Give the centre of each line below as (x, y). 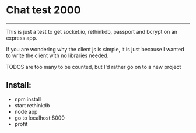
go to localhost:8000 (40, 118)
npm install (28, 99)
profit (21, 124)
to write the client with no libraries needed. (57, 55)
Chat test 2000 (43, 10)
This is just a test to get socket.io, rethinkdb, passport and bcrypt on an (92, 32)
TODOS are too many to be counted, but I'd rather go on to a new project (94, 66)
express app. (22, 38)
